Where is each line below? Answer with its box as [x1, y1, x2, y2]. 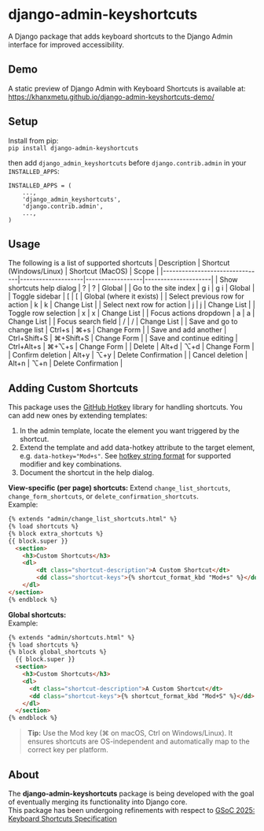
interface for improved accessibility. [8, 39, 124, 49]
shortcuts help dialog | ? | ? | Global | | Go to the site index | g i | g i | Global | [8, 284, 255, 293]
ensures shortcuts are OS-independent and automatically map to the [27, 736, 250, 746]
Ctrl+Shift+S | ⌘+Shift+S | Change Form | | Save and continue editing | [8, 333, 238, 343]
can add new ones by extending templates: [8, 411, 148, 421]
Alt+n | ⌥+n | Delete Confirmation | [8, 358, 123, 368]
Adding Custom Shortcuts [8, 381, 139, 395]
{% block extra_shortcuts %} [8, 529, 104, 537]
